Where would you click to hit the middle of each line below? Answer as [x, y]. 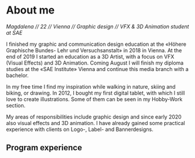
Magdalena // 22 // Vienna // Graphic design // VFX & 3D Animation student [97, 26]
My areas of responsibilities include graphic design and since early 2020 [94, 117]
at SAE [14, 32]
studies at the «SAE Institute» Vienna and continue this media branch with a [97, 69]
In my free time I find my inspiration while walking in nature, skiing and [91, 86]
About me [30, 10]
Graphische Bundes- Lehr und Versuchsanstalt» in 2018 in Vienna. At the [94, 50]
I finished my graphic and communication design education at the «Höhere [96, 44]
